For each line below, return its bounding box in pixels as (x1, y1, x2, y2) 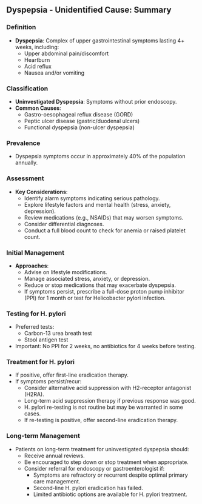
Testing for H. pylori (6, 309, 66, 318)
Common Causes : (15, 104, 62, 112)
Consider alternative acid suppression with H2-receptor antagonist (24, 385, 192, 392)
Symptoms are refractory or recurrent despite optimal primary (33, 471, 188, 479)
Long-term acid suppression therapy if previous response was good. (24, 397, 196, 405)
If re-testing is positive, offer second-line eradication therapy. (24, 417, 178, 424)
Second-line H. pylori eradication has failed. (33, 484, 144, 491)
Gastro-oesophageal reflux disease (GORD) (24, 110, 133, 118)
